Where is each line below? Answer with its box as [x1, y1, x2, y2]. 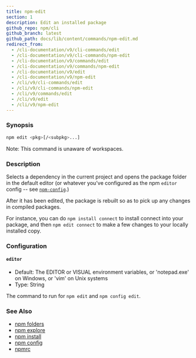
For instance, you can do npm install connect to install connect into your [6, 214, 184, 221]
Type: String [14, 281, 45, 289]
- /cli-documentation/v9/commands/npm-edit [11, 63, 119, 69]
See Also [6, 307, 32, 316]
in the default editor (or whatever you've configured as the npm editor [6, 179, 178, 186]
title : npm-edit [6, 8, 46, 15]
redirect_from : [6, 42, 44, 48]
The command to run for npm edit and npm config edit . [6, 293, 141, 300]
